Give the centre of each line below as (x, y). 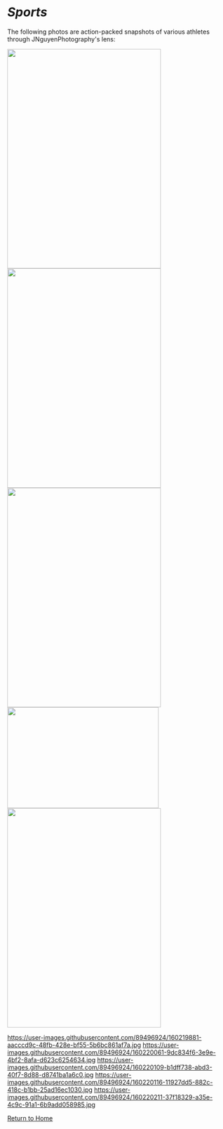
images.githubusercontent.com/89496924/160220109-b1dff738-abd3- (110, 1067)
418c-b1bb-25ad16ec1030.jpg (50, 1090)
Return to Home (30, 1118)
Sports (27, 12)
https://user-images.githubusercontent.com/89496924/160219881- (104, 1037)
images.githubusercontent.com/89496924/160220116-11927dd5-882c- (110, 1082)
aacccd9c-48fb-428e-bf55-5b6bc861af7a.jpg (74, 1045)
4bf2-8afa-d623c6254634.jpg (52, 1059)
